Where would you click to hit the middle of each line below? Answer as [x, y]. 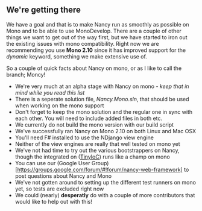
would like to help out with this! [53, 201]
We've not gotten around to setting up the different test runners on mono [105, 182]
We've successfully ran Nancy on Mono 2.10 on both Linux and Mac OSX [106, 131]
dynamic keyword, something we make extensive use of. [77, 56]
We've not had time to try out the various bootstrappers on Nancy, [97, 150]
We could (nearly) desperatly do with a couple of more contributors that [105, 195]
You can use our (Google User [52, 163]
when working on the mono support [59, 105]
